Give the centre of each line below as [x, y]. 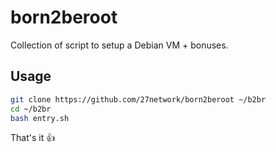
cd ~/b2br [31, 109]
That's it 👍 [33, 138]
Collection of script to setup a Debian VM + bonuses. [119, 45]
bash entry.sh [40, 118]
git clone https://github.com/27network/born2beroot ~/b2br [138, 99]
